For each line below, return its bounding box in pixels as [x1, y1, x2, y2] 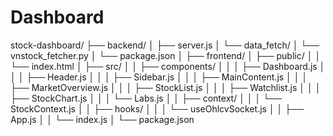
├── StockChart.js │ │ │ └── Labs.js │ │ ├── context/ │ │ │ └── [10, 92, 282, 104]
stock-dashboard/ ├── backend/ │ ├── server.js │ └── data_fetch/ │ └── [10, 39, 320, 51]
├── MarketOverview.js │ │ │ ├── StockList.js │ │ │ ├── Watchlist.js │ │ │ [10, 81, 322, 93]
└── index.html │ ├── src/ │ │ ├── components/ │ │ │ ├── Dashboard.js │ [10, 60, 326, 72]
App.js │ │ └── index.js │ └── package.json [10, 113, 195, 125]
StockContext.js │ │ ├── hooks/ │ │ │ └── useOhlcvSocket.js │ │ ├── [10, 102, 305, 115]
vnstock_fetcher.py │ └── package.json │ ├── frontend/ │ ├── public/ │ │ [10, 49, 322, 61]
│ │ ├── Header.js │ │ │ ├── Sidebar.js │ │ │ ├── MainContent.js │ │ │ [10, 71, 308, 83]
